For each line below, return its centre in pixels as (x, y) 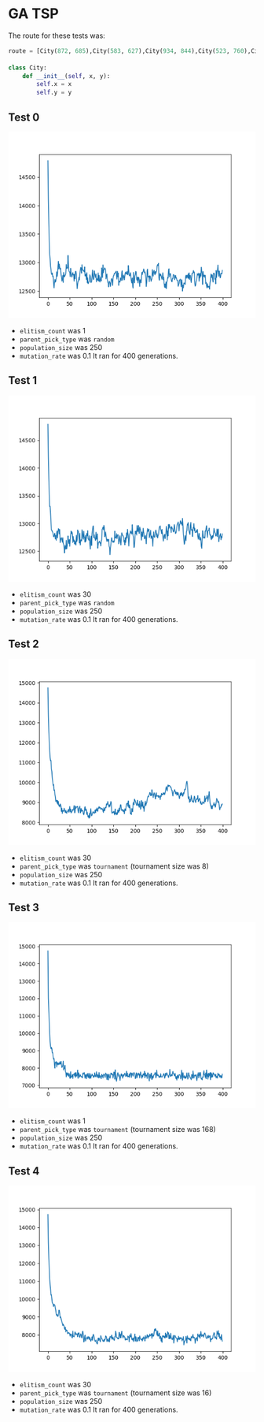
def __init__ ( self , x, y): (66, 76)
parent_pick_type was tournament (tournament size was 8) (114, 866)
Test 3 (24, 908)
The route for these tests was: (57, 35)
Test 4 (24, 1171)
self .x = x (54, 84)
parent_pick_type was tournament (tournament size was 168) (117, 1130)
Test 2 (24, 644)
